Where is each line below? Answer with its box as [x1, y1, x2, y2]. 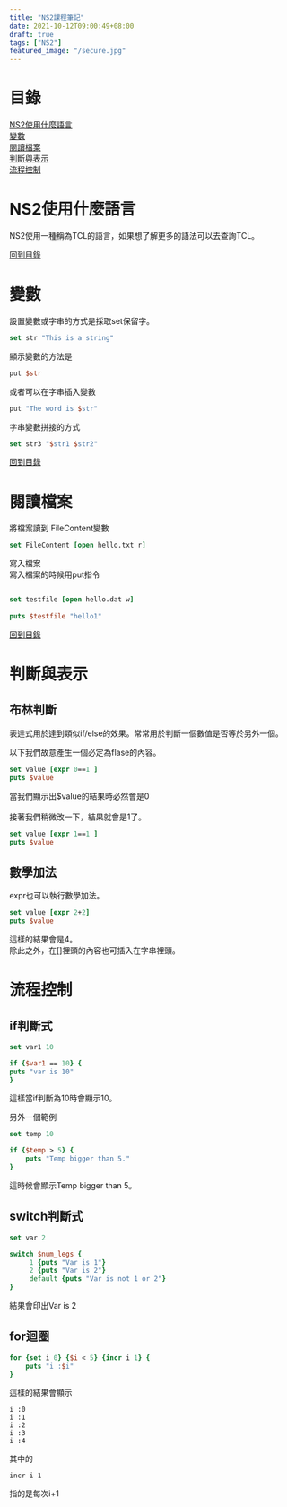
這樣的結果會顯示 [9, 1388, 73, 1398]
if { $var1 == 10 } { [9, 1058, 83, 1068]
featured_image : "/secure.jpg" [9, 47, 126, 56]
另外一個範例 [9, 1112, 57, 1123]
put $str [9, 369, 42, 378]
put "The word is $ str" [9, 404, 99, 413]
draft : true [9, 30, 54, 39]
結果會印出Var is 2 [9, 1301, 77, 1310]
